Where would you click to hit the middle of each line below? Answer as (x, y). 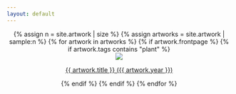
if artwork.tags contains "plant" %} (119, 49)
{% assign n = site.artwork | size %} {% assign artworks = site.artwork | (119, 34)
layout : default (31, 14)
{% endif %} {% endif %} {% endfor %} (119, 83)
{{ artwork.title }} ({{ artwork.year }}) (119, 70)
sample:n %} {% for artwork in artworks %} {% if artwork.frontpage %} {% (119, 41)
